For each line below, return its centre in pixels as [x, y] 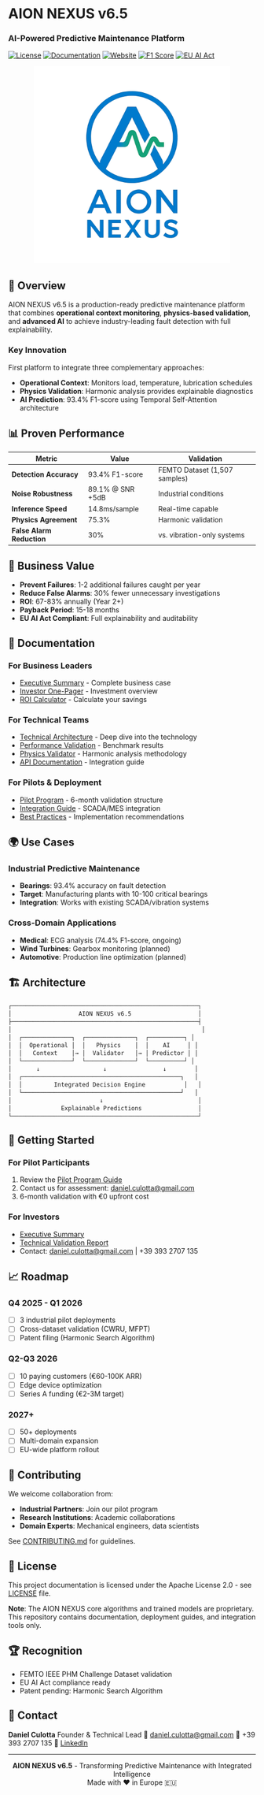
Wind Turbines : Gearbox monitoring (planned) [95, 948]
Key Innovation [37, 350]
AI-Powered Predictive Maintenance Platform [96, 39]
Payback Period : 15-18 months [69, 610]
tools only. [25, 1625]
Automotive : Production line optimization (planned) [103, 957]
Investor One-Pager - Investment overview [89, 691]
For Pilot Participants [49, 1162]
